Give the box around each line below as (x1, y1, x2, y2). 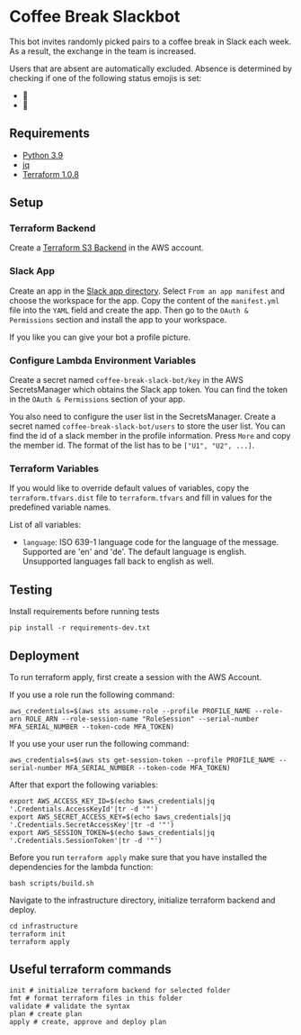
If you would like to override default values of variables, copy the (9, 483, 250, 494)
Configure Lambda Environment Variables (9, 354, 196, 367)
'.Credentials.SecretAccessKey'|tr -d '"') (9, 820, 175, 830)
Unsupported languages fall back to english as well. (22, 556, 214, 567)
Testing (9, 582, 53, 597)
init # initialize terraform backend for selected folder (9, 985, 231, 994)
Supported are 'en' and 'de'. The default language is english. (22, 547, 247, 558)
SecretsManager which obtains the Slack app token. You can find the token (9, 385, 288, 395)
